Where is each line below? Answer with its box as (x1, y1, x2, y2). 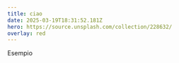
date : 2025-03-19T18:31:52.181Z (7, 17, 103, 24)
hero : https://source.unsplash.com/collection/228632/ (7, 23, 173, 30)
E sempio (7, 49, 33, 57)
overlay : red (7, 29, 46, 37)
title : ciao (7, 10, 42, 17)
